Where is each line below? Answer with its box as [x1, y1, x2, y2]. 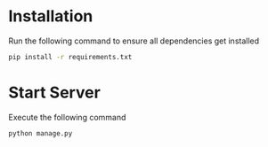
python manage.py [8, 128, 73, 138]
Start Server [8, 82, 102, 103]
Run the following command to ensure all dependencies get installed [8, 35, 260, 46]
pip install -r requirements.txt [8, 52, 133, 61]
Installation [8, 6, 93, 27]
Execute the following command [8, 112, 126, 122]
